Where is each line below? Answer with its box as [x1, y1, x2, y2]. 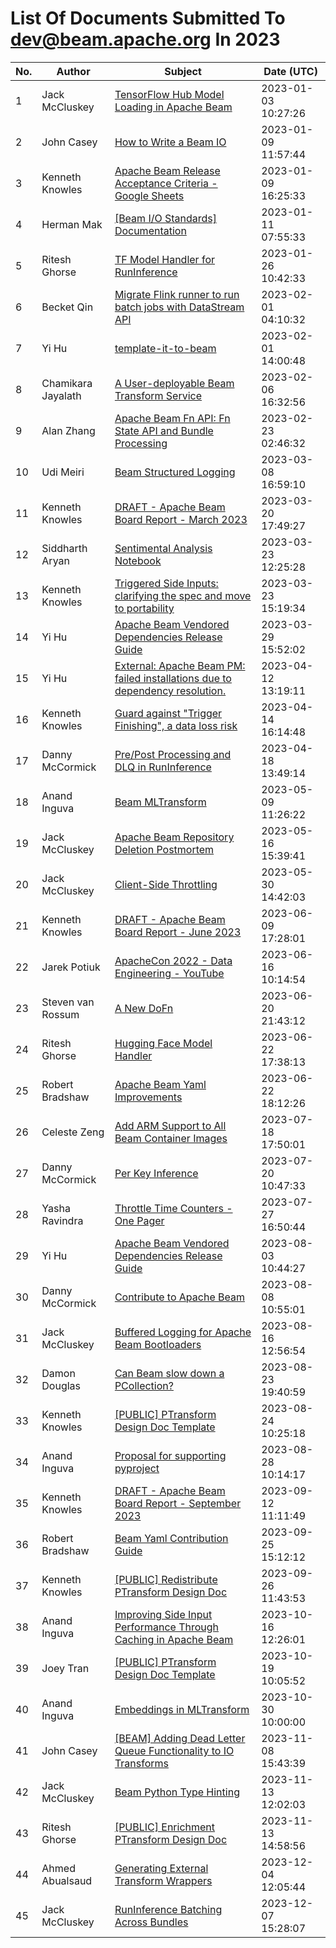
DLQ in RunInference [114, 760, 212, 774]
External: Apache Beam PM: [114, 658, 246, 672]
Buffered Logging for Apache [114, 1325, 252, 1339]
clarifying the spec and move [114, 588, 252, 602]
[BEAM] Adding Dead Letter [114, 1731, 246, 1745]
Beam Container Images [114, 1131, 228, 1145]
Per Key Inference [114, 1166, 199, 1180]
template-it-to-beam [114, 341, 217, 355]
